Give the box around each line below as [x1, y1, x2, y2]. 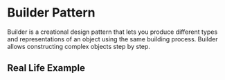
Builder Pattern [7, 5, 96, 21]
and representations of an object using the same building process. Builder [7, 34, 218, 43]
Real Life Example [7, 62, 85, 74]
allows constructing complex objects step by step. [7, 42, 151, 50]
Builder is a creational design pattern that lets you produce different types [7, 28, 218, 36]
